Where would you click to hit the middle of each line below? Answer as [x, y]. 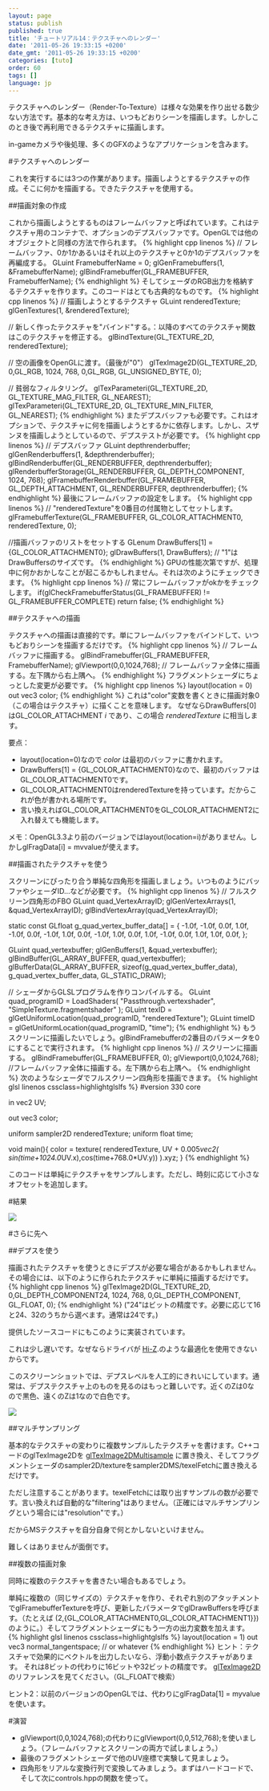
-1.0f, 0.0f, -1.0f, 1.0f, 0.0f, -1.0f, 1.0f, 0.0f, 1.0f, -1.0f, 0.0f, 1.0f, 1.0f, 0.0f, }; [128, 934]
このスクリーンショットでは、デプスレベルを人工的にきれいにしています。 [130, 1376]
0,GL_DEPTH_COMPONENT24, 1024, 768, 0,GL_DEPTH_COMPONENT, [124, 1295]
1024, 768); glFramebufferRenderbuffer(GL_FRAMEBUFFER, [107, 479]
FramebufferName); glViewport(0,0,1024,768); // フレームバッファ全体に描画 [134, 665]
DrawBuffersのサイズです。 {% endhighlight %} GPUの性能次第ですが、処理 [133, 562]
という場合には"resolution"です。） [71, 1512]
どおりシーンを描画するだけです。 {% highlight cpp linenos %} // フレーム [136, 645]
